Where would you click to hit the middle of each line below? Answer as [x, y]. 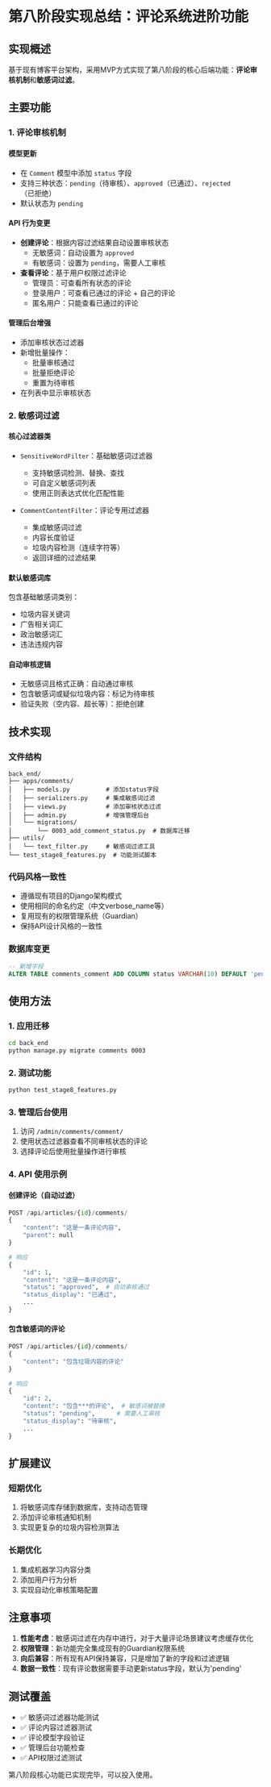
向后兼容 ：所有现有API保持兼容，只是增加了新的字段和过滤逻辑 [125, 1659]
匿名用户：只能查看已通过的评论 [85, 302]
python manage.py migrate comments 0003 [77, 1051]
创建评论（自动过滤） [44, 1195]
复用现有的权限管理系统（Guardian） [81, 916]
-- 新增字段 [26, 966]
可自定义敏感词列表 [64, 483]
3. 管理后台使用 [38, 1112]
